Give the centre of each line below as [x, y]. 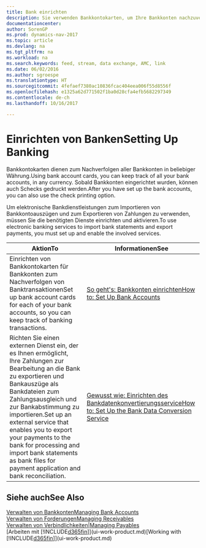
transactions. [28, 328]
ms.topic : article [30, 41]
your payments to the [40, 438]
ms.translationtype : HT [37, 80]
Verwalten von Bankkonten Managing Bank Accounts [73, 512]
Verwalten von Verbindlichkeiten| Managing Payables [73, 525]
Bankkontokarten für [39, 266]
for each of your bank [40, 304]
